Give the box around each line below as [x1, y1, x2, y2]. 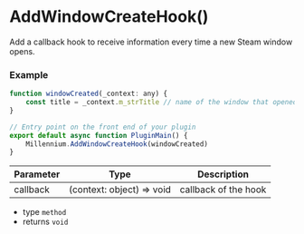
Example [9, 68, 49, 81]
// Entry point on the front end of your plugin [9, 122, 196, 132]
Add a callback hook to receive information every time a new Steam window [9, 36, 293, 47]
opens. [9, 45, 35, 56]
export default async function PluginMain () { [9, 131, 188, 140]
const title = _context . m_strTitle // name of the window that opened [25, 98, 298, 107]
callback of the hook [179, 183, 267, 196]
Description [197, 168, 249, 180]
